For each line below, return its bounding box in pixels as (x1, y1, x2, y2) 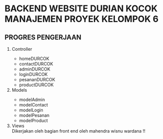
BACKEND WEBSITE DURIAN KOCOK (4, 3, 158, 14)
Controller (11, 46, 33, 52)
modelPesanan (19, 112, 50, 118)
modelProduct (19, 118, 48, 123)
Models (11, 87, 28, 93)
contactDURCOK (19, 61, 54, 67)
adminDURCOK (19, 66, 50, 72)
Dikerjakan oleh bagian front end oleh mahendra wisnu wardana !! (11, 128, 146, 134)
